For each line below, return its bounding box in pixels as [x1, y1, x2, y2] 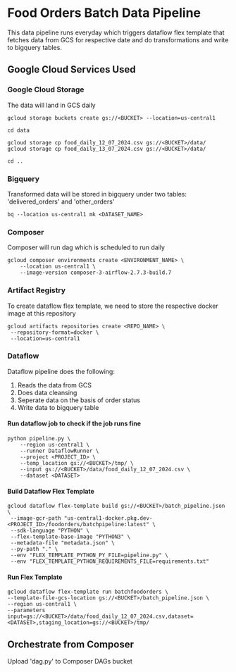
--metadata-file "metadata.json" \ [10, 540, 115, 547]
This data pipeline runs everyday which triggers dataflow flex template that [7, 28, 225, 37]
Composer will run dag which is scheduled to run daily [7, 243, 166, 251]
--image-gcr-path [10, 515, 61, 522]
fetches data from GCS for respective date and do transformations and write [7, 35, 229, 44]
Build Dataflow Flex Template [7, 487, 95, 495]
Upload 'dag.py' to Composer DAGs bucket [7, 657, 132, 666]
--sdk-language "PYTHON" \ [10, 527, 90, 535]
